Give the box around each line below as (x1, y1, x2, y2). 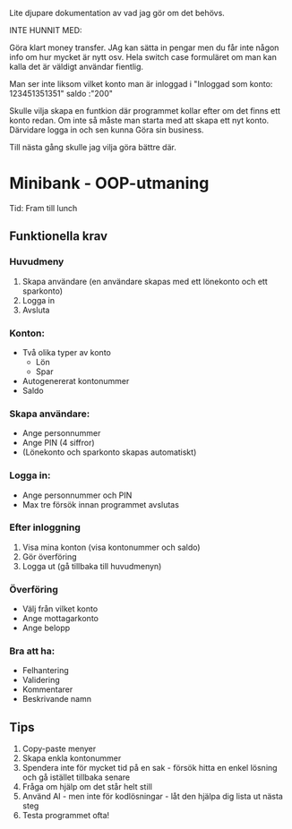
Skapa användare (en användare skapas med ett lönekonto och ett (21, 276, 269, 286)
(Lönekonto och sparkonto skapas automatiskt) (21, 447, 197, 457)
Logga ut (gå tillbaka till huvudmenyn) (21, 560, 162, 571)
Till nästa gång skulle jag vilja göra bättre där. (9, 142, 176, 152)
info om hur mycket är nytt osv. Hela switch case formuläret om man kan (9, 52, 278, 62)
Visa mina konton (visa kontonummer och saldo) (21, 542, 201, 552)
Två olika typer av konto (21, 346, 112, 357)
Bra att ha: (9, 645, 56, 657)
